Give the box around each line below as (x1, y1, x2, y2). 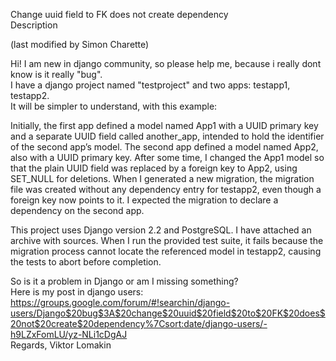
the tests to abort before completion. (10, 256, 162, 268)
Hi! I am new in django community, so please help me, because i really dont (10, 58, 322, 69)
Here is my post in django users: (10, 286, 144, 298)
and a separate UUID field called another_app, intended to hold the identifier (10, 130, 325, 142)
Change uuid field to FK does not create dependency (10, 9, 229, 20)
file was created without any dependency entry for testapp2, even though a (10, 184, 322, 195)
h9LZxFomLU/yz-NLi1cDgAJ (10, 329, 128, 340)
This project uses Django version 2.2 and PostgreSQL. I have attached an (10, 224, 312, 236)
